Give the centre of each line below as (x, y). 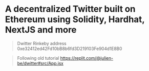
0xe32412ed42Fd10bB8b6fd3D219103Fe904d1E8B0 (69, 48)
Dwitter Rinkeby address (42, 43)
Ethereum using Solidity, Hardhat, (75, 19)
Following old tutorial (38, 58)
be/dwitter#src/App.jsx (40, 63)
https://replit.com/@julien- (87, 58)
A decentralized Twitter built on (70, 9)
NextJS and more (41, 30)
